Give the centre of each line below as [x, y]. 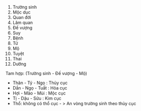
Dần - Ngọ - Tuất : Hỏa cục [40, 88]
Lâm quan [23, 22]
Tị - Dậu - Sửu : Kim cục [37, 98]
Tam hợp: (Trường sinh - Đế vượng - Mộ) [46, 73]
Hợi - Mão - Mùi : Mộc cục [39, 93]
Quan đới [22, 17]
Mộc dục [21, 12]
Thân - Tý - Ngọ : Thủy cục [40, 83]
